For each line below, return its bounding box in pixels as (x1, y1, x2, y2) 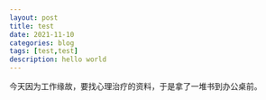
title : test (9, 22, 54, 31)
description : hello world (9, 55, 106, 64)
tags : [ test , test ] (9, 47, 78, 56)
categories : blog (9, 38, 75, 48)
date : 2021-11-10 (9, 30, 75, 39)
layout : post (9, 13, 59, 23)
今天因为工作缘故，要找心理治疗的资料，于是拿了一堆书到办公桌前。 (9, 81, 262, 91)
